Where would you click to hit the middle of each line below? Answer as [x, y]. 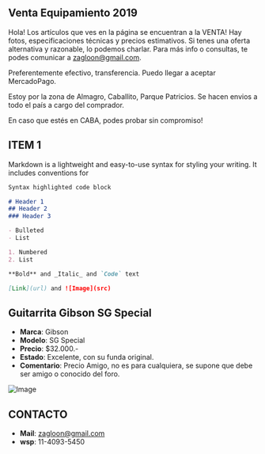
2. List [21, 259]
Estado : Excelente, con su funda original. [87, 357]
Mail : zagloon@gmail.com [62, 433]
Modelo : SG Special [52, 341]
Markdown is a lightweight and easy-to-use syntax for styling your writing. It [132, 164]
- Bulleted [26, 231]
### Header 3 [30, 216]
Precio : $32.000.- [49, 349]
